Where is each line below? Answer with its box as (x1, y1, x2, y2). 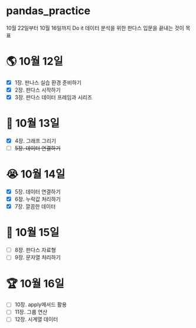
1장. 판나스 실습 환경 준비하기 (14, 78, 81, 86)
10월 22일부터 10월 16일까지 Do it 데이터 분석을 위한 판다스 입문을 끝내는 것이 (6, 24, 184, 31)
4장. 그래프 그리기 (14, 137, 56, 144)
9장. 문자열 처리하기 (14, 254, 61, 261)
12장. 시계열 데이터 (14, 316, 58, 323)
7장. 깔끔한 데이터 (14, 203, 56, 210)
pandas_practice (6, 4, 90, 18)
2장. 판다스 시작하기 (14, 86, 61, 93)
